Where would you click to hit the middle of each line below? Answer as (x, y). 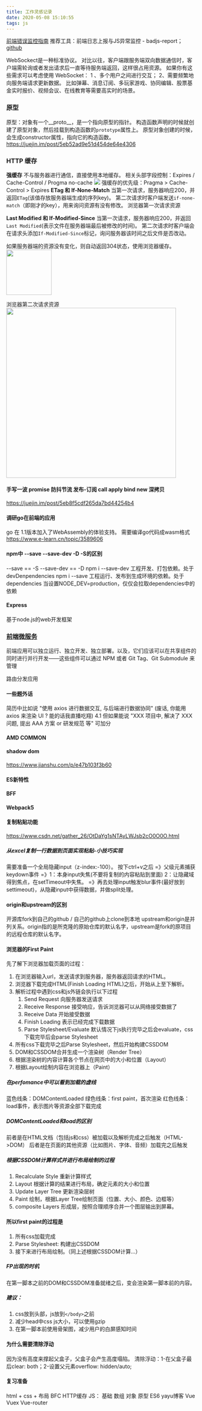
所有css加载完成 (35, 1236)
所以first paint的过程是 (35, 1221)
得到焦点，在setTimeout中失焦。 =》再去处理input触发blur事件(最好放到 (96, 882)
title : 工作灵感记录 (29, 12)
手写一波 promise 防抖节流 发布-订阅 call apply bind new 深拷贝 (85, 489)
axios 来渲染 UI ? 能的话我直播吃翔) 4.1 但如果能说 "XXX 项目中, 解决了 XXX (99, 716)
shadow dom (23, 751)
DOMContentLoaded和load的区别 (49, 1121)
